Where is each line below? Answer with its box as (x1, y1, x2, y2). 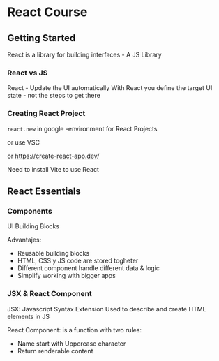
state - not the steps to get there (7, 91, 101, 100)
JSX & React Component (7, 289, 92, 299)
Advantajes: (7, 235, 42, 244)
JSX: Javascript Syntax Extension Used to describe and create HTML (7, 304, 206, 313)
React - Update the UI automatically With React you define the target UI (7, 84, 213, 92)
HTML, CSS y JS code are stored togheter (17, 256, 139, 265)
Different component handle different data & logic (17, 264, 160, 272)
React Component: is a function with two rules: (7, 325, 142, 334)
